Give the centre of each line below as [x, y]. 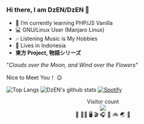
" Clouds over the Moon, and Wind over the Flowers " [72, 65]
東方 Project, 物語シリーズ [48, 53]
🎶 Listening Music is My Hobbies [56, 38]
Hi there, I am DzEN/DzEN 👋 [48, 10]
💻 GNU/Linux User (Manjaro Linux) [60, 30]
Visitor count [103, 102]
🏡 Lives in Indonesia [40, 46]
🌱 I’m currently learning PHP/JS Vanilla [64, 23]
